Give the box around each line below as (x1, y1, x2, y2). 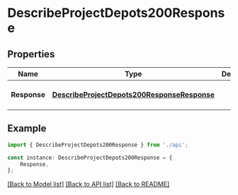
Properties (7, 48, 55, 60)
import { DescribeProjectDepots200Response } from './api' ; (7, 141, 189, 148)
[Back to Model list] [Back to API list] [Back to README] (7, 180, 170, 189)
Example (7, 122, 47, 135)
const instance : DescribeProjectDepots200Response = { (7, 154, 173, 161)
